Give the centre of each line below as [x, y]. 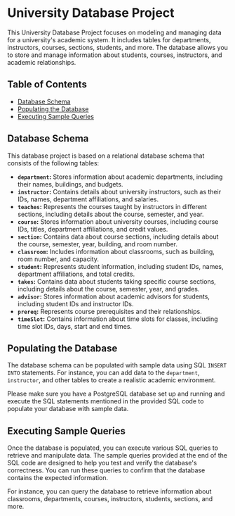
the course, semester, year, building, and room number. [97, 244]
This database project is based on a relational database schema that [106, 156]
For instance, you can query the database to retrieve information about [109, 491]
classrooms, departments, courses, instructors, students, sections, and [110, 499]
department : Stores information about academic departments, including [120, 177]
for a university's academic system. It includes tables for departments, [109, 39]
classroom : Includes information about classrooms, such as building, [116, 251]
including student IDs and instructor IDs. [75, 303]
